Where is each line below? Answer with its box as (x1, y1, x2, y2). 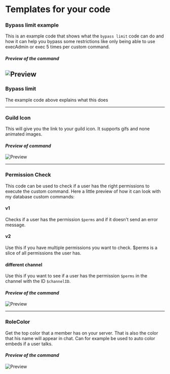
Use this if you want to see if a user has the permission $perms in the (5, 273, 148, 279)
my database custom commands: (5, 193, 75, 199)
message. (5, 222, 26, 228)
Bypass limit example (5, 22, 59, 29)
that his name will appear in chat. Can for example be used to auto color (5, 335, 155, 341)
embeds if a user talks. (5, 341, 53, 347)
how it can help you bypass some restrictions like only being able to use (5, 38, 155, 45)
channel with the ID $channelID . (5, 278, 71, 284)
